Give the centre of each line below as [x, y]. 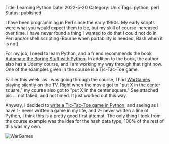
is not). [13, 44]
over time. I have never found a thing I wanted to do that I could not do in [81, 33]
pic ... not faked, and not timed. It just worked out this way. [66, 95]
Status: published [24, 13]
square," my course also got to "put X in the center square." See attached [82, 90]
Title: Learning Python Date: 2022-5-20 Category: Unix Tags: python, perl [82, 7]
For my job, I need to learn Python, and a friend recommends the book [78, 53]
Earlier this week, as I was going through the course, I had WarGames [78, 79]
